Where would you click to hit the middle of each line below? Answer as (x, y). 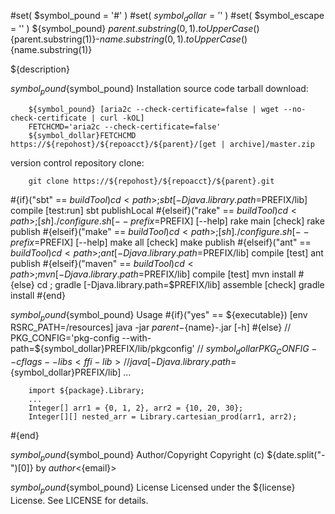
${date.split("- (296, 455)
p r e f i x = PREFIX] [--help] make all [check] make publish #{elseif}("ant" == (161, 242)
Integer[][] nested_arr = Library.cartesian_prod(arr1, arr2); (163, 417)
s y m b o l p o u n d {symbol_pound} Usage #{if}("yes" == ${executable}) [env (159, 315)
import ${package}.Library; (86, 391)
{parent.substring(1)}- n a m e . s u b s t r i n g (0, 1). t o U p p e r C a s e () (129, 39)
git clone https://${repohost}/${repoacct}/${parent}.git (151, 181)
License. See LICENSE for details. (79, 500)
